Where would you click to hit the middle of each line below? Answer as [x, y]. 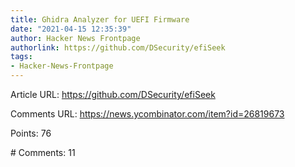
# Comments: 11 [43, 152]
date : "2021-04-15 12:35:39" [71, 29]
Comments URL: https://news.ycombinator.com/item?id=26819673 [147, 114]
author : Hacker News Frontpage [75, 38]
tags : [21, 57]
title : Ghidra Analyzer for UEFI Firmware [100, 19]
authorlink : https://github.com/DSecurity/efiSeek [118, 47]
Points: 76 [31, 133]
